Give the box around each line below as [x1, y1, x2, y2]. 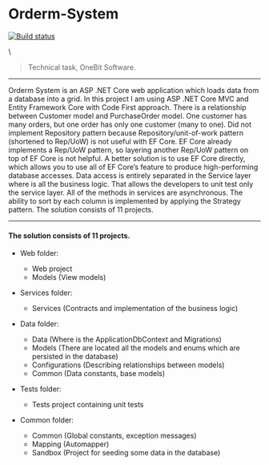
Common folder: [19, 415, 74, 425]
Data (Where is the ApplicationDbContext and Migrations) [31, 334, 223, 345]
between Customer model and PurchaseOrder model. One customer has [8, 111, 247, 120]
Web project [31, 264, 73, 273]
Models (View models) [31, 273, 106, 282]
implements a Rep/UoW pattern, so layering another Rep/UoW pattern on [8, 145, 249, 155]
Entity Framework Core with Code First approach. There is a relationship [8, 102, 247, 112]
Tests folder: [19, 384, 62, 394]
